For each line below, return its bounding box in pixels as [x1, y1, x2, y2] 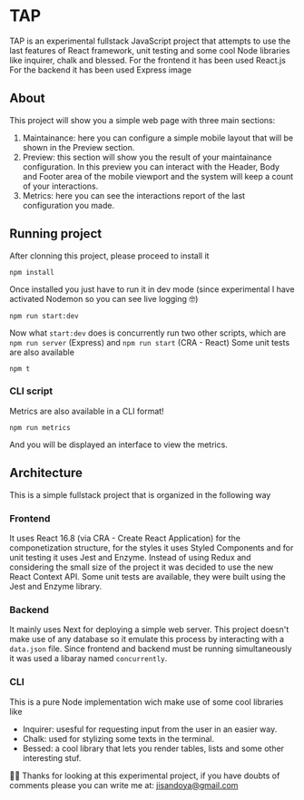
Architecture [9, 465, 83, 481]
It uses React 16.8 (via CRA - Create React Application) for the [9, 532, 240, 543]
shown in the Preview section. [22, 141, 135, 152]
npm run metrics [9, 423, 71, 432]
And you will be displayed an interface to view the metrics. [9, 439, 229, 450]
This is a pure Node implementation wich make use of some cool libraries [9, 696, 284, 707]
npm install [9, 268, 54, 277]
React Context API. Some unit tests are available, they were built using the [9, 571, 286, 581]
